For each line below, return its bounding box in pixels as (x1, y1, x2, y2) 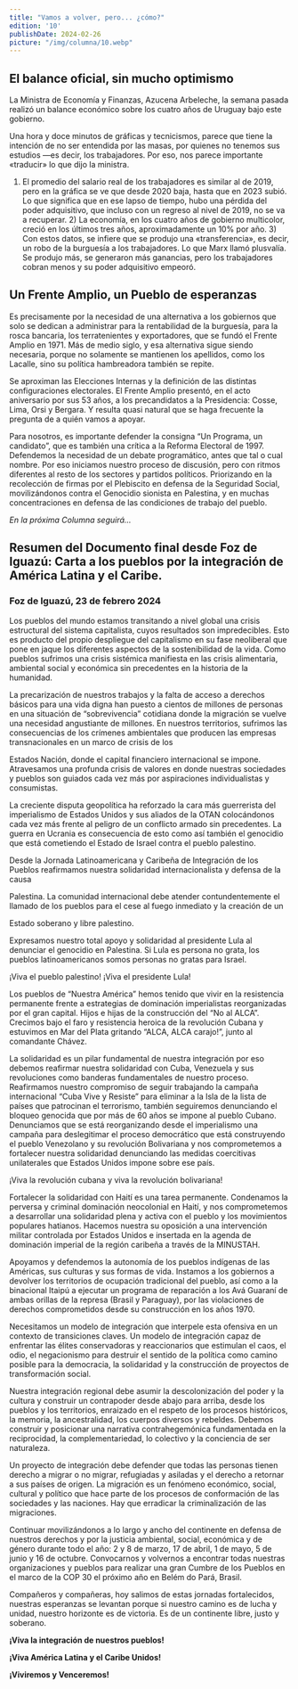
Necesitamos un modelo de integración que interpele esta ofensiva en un (9, 1321, 278, 1332)
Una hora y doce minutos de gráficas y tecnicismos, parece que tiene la (9, 131, 273, 142)
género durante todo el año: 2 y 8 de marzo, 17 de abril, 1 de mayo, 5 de (9, 1543, 272, 1554)
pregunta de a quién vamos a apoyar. (9, 414, 146, 424)
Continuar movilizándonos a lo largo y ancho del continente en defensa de (9, 1524, 282, 1535)
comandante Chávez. (9, 1036, 87, 1046)
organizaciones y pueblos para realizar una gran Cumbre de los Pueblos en (9, 1562, 286, 1573)
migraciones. (9, 1507, 58, 1518)
